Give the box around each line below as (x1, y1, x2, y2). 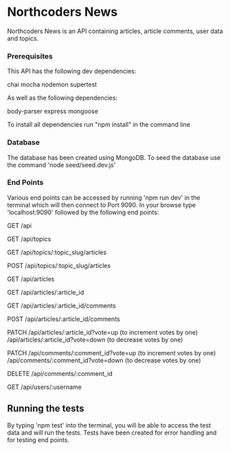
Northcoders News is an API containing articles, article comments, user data (7, 27, 223, 35)
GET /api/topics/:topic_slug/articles (7, 248, 107, 256)
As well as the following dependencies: (7, 94, 118, 102)
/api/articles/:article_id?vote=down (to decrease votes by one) (7, 335, 183, 344)
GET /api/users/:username (7, 383, 82, 391)
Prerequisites (7, 51, 53, 61)
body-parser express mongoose (7, 107, 98, 116)
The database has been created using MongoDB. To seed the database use (7, 153, 221, 162)
